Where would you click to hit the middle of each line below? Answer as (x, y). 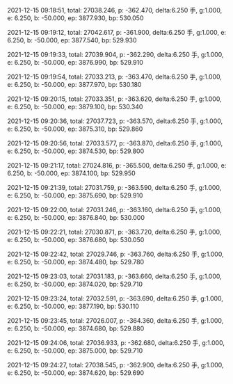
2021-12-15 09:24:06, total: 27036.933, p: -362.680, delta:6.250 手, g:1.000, (116, 343)
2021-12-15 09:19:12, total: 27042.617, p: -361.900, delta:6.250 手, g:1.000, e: (117, 32)
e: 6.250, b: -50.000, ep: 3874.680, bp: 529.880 (76, 328)
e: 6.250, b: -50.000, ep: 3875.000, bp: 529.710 (75, 351)
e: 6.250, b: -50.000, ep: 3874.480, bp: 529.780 (76, 262)
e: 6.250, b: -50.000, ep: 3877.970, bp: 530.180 (74, 85)
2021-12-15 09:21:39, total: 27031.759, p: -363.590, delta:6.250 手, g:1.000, (114, 187)
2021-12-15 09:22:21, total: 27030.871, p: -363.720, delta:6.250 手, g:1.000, (114, 232)
